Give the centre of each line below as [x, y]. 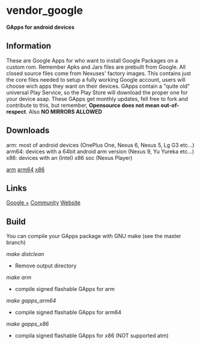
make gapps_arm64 [31, 301]
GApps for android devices [41, 27]
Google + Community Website [44, 203]
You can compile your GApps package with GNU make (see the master [94, 236]
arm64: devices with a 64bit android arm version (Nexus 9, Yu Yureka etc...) [100, 151]
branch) [16, 243]
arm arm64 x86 [26, 169]
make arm [19, 278]
